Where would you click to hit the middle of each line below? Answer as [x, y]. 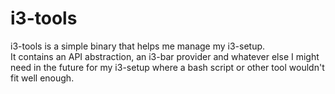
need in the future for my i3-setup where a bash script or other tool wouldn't [167, 67]
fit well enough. [42, 78]
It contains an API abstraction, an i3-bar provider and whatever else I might [165, 56]
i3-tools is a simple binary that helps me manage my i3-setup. [138, 46]
